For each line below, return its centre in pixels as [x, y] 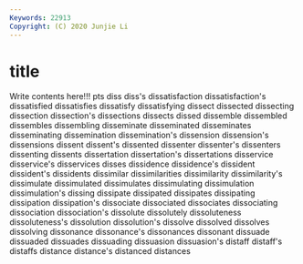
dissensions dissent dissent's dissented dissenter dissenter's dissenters [145, 145]
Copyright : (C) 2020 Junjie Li [69, 26]
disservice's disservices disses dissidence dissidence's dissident [132, 164]
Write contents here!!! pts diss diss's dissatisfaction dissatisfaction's [138, 96]
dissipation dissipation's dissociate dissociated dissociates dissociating [144, 203]
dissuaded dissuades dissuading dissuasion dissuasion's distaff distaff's [146, 241]
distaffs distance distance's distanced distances [100, 251]
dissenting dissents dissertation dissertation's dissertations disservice [141, 155]
